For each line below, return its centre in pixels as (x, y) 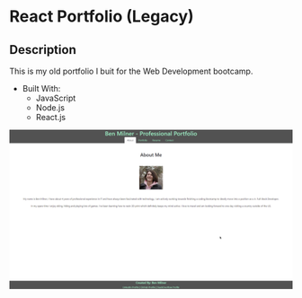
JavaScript (56, 98)
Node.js (50, 108)
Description (43, 50)
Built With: (41, 88)
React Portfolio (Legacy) (102, 17)
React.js (50, 117)
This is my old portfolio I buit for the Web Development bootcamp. (131, 71)
